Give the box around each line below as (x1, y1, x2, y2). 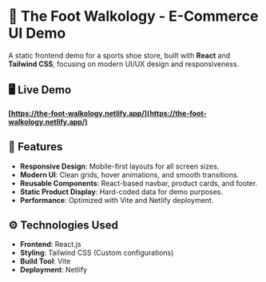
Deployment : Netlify (19, 265, 88, 275)
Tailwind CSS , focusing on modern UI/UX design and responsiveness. (8, 59, 240, 69)
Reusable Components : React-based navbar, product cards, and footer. (19, 178, 258, 188)
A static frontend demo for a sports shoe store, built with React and (8, 50, 231, 60)
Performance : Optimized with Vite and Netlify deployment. (19, 195, 214, 205)
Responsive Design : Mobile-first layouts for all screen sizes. (19, 161, 220, 171)
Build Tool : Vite (19, 256, 71, 266)
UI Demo (8, 24, 66, 42)
